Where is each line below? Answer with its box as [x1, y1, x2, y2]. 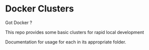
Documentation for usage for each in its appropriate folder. [5, 38, 126, 45]
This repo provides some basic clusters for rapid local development [5, 29, 144, 35]
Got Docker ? [5, 19, 32, 25]
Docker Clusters [5, 3, 74, 14]
